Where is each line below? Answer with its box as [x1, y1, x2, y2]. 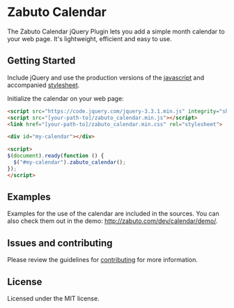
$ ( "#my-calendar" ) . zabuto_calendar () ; [13, 159, 127, 166]
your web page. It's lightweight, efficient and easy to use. [7, 34, 172, 43]
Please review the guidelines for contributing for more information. [7, 256, 198, 264]
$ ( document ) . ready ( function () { [7, 153, 104, 160]
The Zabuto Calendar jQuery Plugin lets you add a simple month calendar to [7, 27, 225, 36]
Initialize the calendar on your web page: [7, 94, 124, 102]
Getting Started [7, 55, 76, 67]
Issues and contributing [7, 237, 113, 249]
